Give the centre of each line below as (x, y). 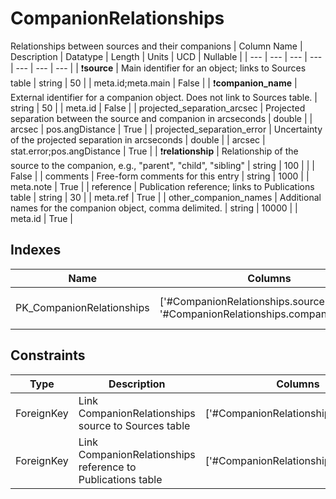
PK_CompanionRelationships (82, 307)
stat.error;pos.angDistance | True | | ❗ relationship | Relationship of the (154, 151)
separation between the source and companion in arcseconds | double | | (161, 118)
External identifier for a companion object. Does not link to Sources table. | (164, 97)
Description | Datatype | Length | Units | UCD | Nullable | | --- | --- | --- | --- (166, 56)
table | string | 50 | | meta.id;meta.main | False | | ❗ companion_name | (154, 83)
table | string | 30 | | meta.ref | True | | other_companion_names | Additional (166, 197)
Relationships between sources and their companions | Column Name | (156, 46)
